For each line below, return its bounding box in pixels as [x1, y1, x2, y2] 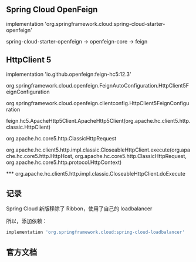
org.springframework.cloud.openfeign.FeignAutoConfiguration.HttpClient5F [6, 82, 190, 89]
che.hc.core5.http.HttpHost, [6, 152, 74, 159]
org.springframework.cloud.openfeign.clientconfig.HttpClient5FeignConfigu [6, 99, 190, 106]
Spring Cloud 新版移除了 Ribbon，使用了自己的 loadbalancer [6, 205, 153, 212]
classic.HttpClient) [6, 123, 51, 130]
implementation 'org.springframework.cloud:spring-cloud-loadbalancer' [6, 229, 185, 236]
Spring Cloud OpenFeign [6, 5, 98, 15]
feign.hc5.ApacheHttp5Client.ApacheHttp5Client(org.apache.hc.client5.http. [6, 117, 191, 124]
